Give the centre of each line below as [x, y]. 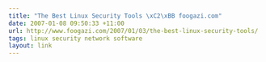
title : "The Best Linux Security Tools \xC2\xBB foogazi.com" [115, 16]
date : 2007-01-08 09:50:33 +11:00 [67, 23]
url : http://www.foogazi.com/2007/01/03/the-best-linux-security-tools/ [133, 31]
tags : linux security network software [76, 38]
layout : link [30, 46]
